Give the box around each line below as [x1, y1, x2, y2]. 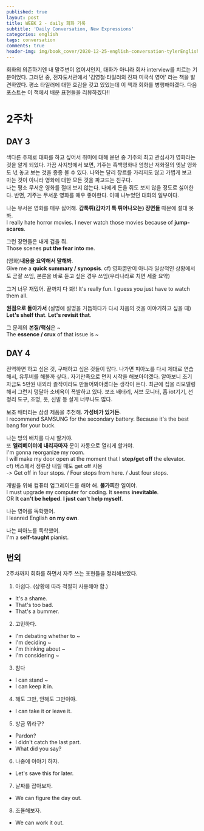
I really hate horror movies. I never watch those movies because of [6, 219, 173, 226]
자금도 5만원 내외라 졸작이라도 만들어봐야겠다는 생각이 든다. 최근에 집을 [6, 380, 175, 387]
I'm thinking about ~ [15, 645, 66, 653]
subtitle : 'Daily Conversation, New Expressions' [6, 25, 135, 32]
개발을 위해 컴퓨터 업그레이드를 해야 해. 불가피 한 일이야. [6, 481, 138, 489]
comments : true [6, 43, 45, 49]
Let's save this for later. [15, 770, 74, 777]
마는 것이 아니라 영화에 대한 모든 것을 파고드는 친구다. [6, 176, 132, 183]
